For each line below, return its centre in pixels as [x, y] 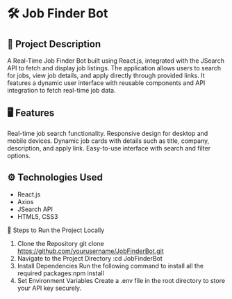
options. [19, 155]
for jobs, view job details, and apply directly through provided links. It [106, 75]
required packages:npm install [60, 273]
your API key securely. [49, 288]
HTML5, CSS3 [38, 216]
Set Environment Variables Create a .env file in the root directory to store [121, 280]
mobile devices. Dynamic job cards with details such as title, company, [108, 141]
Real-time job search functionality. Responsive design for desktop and [108, 133]
